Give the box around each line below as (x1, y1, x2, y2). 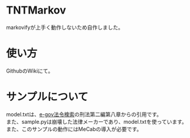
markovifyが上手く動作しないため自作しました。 (6, 24, 124, 31)
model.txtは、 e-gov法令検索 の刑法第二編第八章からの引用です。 (6, 110, 162, 118)
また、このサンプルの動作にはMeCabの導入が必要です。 (6, 125, 142, 133)
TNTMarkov (6, 4, 66, 17)
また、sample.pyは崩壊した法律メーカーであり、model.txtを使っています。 (6, 118, 188, 125)
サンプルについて (6, 90, 89, 104)
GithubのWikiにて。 (6, 67, 54, 74)
